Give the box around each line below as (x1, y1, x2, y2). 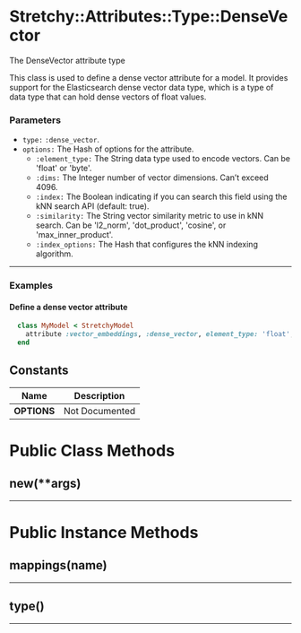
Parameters (9, 114, 61, 126)
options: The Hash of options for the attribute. (21, 143, 194, 154)
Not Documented (63, 404, 136, 417)
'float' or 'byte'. (35, 163, 92, 174)
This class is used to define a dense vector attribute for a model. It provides (9, 72, 288, 82)
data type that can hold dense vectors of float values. (9, 91, 207, 102)
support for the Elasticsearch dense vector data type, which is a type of (9, 82, 274, 92)
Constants (9, 363, 69, 378)
